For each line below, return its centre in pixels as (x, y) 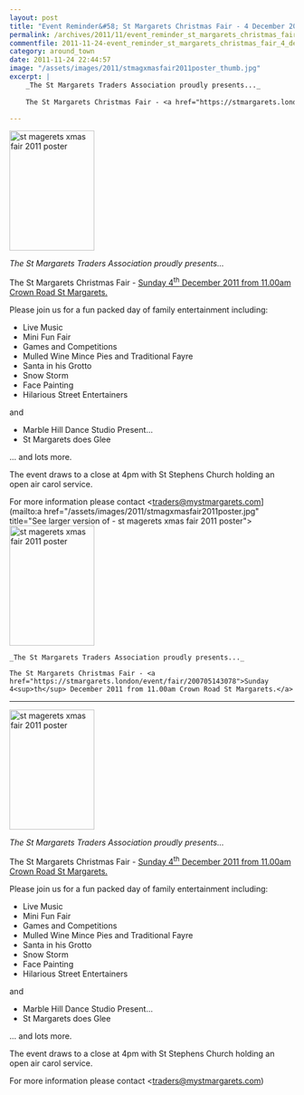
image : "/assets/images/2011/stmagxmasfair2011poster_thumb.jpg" (135, 69)
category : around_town (52, 52)
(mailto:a (26, 512)
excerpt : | (30, 77)
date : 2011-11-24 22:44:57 (60, 60)
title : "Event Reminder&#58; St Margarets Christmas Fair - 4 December (147, 26)
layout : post (34, 18)
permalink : (30, 34)
